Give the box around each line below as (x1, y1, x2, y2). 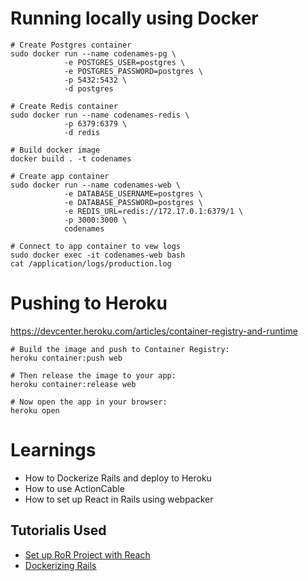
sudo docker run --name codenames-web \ (10, 180, 182, 190)
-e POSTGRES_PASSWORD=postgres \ (63, 66, 203, 76)
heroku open (10, 405, 60, 416)
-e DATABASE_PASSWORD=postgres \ (63, 197, 203, 207)
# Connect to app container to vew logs (10, 241, 182, 251)
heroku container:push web (10, 353, 123, 363)
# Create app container (10, 171, 110, 181)
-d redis (63, 127, 101, 137)
